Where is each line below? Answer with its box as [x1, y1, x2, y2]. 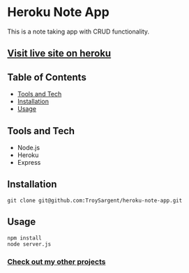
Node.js [17, 143, 40, 152]
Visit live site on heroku [7, 47, 112, 59]
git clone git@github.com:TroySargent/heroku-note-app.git [7, 197, 183, 204]
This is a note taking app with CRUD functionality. [7, 27, 150, 36]
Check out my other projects [7, 256, 106, 266]
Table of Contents [7, 71, 87, 83]
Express [17, 158, 41, 166]
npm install [7, 235, 42, 242]
